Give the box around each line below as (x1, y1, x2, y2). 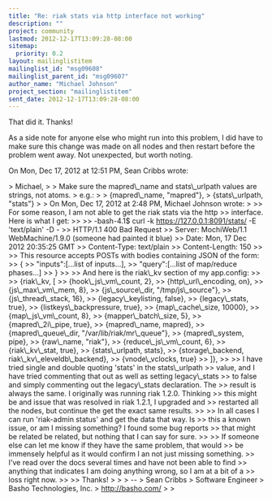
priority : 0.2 (15, 50, 63, 58)
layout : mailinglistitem (8, 58, 93, 66)
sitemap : (8, 42, 38, 50)
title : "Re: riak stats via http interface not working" (8, 11, 205, 20)
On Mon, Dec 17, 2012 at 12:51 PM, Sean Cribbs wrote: (8, 166, 189, 175)
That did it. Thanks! (8, 117, 73, 127)
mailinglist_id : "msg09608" (8, 65, 104, 73)
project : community (8, 27, 75, 35)
